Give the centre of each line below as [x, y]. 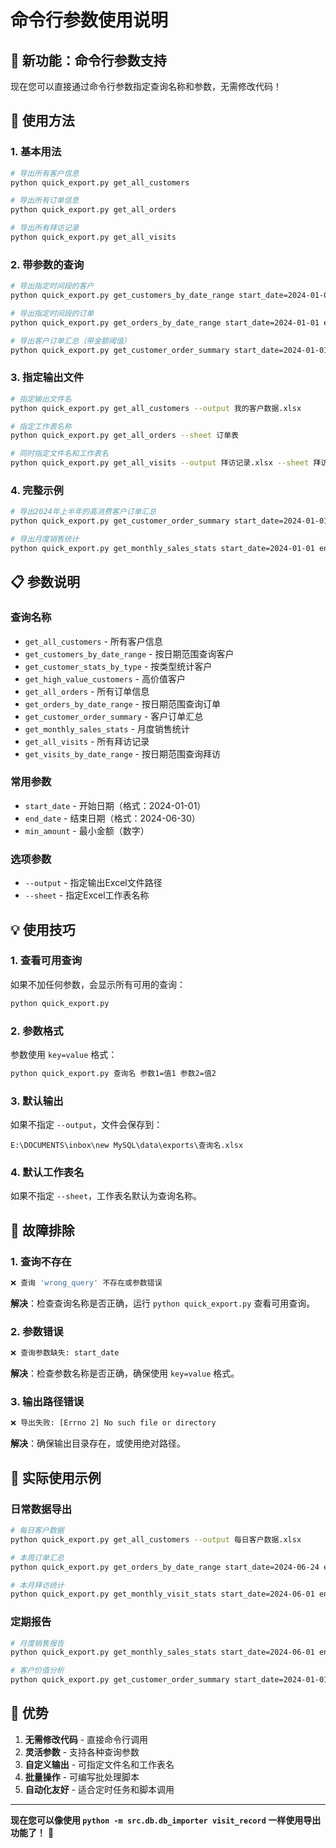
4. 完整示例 [37, 490]
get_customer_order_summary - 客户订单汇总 [114, 716]
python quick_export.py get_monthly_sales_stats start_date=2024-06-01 [162, 1652]
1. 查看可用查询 [46, 961]
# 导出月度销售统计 [45, 539]
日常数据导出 [41, 1509]
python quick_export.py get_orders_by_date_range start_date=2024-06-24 [165, 1567]
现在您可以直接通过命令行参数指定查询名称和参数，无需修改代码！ [146, 86]
